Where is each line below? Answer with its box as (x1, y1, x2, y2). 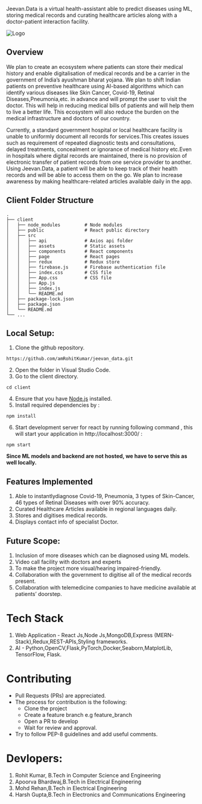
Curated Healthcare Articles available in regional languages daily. (14, 505, 177, 513)
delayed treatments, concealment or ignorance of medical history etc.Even (6, 145, 192, 153)
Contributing (6, 672, 72, 686)
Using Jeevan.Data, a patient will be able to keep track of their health (6, 164, 178, 172)
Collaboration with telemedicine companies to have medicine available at (14, 584, 197, 591)
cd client (6, 384, 31, 391)
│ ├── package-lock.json (6, 296, 74, 302)
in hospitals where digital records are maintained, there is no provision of (6, 152, 188, 159)
